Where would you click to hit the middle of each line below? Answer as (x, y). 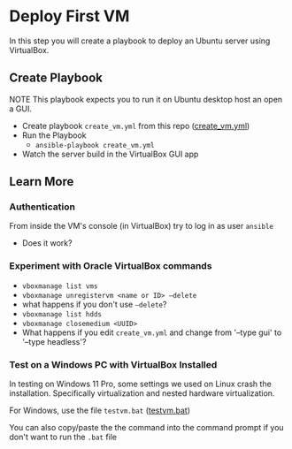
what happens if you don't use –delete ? (94, 304)
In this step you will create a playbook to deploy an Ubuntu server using (140, 41)
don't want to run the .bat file (63, 437)
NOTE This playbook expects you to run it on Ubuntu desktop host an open (146, 99)
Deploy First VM (69, 16)
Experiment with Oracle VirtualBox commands (111, 266)
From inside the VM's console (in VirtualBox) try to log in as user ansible (142, 226)
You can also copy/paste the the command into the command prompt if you (147, 428)
